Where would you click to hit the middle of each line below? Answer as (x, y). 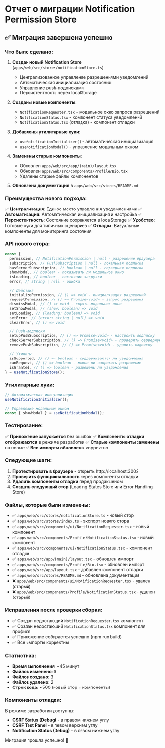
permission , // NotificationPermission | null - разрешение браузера (82, 259)
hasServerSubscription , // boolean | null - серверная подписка (77, 268)
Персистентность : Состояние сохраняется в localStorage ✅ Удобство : (80, 220)
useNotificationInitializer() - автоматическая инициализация (86, 141)
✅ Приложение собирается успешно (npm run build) (67, 637)
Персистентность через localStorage (58, 92)
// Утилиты (21, 354)
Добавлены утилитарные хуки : (46, 132)
